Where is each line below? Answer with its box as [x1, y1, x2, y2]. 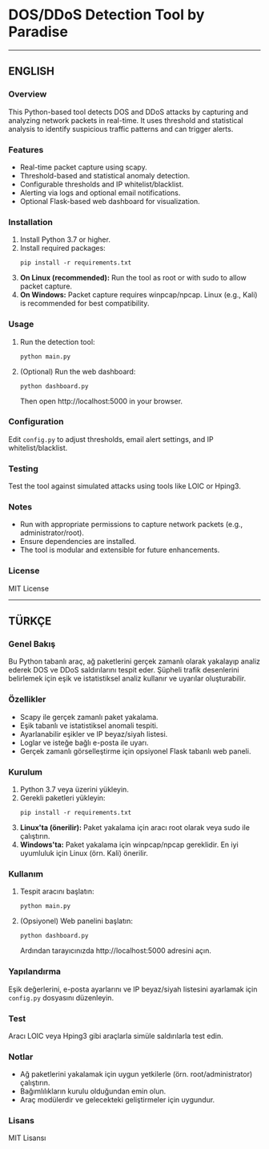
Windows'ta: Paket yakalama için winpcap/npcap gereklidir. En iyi [19, 840, 239, 849]
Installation [8, 216, 54, 227]
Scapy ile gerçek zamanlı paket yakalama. [19, 712, 159, 722]
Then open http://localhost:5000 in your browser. [19, 396, 183, 406]
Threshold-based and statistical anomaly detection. [19, 170, 191, 180]
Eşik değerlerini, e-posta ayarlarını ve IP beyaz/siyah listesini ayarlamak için [8, 984, 258, 994]
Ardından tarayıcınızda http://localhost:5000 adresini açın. [19, 946, 212, 955]
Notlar [8, 1051, 34, 1062]
